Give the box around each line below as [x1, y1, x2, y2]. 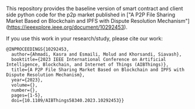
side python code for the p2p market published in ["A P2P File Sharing [6, 11, 176, 18]
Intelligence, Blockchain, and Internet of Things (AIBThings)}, [6, 62, 169, 67]
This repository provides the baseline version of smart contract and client [6, 5, 183, 12]
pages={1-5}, [11, 93, 43, 98]
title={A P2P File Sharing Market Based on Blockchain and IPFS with [11, 67, 184, 73]
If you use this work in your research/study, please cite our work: [6, 35, 163, 42]
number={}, [11, 87, 38, 93]
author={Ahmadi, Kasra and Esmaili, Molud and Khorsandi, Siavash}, [11, 52, 182, 57]
